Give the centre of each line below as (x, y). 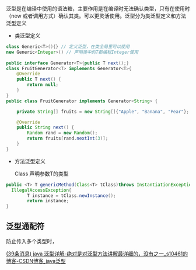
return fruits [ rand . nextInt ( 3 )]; (68, 139)
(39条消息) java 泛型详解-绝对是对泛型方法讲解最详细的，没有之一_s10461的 (97, 254)
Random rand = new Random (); (62, 133)
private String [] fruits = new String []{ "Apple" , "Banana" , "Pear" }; (103, 112)
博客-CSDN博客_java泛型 (36, 261)
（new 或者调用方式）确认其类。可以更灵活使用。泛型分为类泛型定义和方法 (96, 16)
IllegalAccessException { (41, 190)
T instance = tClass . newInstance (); (71, 195)
